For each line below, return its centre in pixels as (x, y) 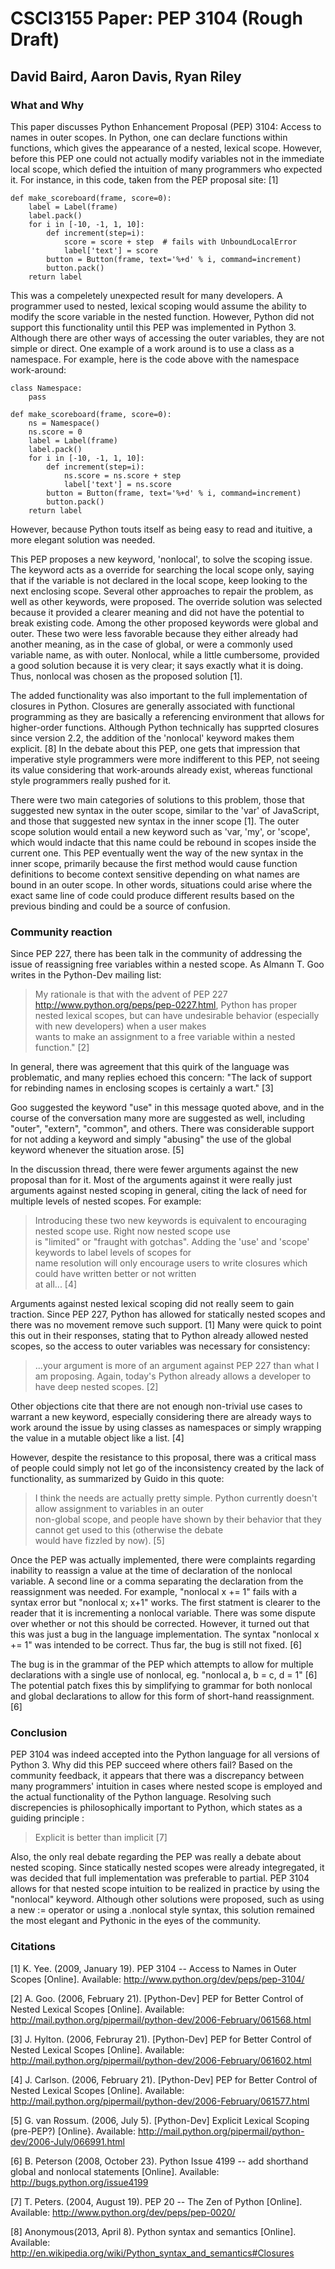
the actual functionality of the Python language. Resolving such (141, 1797)
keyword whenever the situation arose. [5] (97, 1150)
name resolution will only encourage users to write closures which (171, 1263)
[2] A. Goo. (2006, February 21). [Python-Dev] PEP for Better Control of (157, 1998)
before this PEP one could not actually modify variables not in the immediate (167, 158)
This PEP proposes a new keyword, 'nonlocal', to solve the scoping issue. (161, 559)
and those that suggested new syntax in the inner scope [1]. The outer (155, 821)
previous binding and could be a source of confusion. (120, 906)
